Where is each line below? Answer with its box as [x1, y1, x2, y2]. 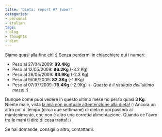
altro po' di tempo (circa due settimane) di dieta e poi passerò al [5, 107, 133, 112]
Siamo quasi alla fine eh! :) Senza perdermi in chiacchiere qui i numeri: [5, 52, 146, 58]
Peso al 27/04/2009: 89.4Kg [12, 61, 70, 67]
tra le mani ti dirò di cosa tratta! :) [5, 117, 71, 122]
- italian [5, 20, 25, 26]
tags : [5, 25, 16, 30]
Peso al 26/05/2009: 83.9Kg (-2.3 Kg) [12, 71, 89, 77]
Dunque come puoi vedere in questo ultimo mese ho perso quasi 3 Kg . [5, 96, 146, 102]
